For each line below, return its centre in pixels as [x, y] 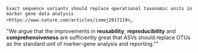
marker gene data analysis [40, 14]
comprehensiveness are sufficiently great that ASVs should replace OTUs [98, 38]
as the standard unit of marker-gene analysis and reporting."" [82, 44]
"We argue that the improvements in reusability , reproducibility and [91, 31]
